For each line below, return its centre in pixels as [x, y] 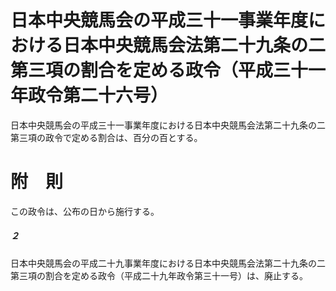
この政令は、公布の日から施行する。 [85, 211]
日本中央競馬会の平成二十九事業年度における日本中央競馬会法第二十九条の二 [168, 263]
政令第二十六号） [98, 95]
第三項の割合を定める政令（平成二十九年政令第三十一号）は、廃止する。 [159, 275]
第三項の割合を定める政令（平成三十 [159, 70]
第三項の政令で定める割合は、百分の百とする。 [106, 137]
